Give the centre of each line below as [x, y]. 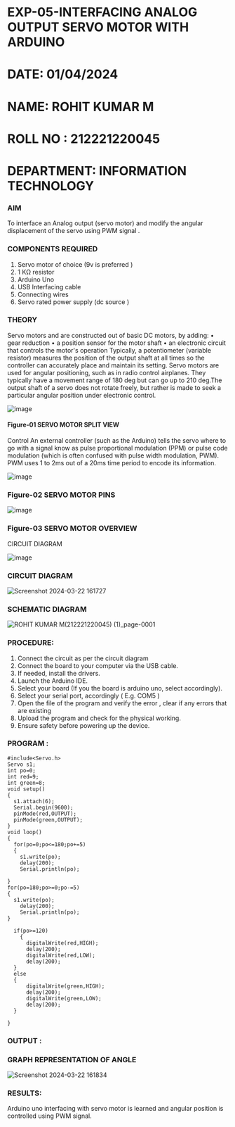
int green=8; [26, 783]
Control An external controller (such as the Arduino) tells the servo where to [117, 441]
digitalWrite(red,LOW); [61, 955]
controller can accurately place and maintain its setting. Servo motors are [113, 365]
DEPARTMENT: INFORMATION [97, 171]
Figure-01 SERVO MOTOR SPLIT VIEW [63, 425]
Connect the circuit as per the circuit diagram [83, 658]
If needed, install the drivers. [59, 673]
